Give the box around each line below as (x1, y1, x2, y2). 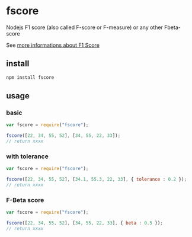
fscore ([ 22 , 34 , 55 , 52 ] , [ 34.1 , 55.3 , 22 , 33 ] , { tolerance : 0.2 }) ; (6, 177, 187, 182)
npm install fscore (6, 74, 55, 81)
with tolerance (6, 152, 49, 161)
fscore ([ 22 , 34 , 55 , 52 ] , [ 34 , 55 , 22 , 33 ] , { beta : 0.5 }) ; (6, 220, 163, 226)
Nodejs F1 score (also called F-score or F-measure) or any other (6, 24, 163, 31)
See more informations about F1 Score (6, 41, 100, 49)
